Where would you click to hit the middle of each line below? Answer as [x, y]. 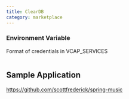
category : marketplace [34, 17]
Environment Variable [38, 38]
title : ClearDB [25, 12]
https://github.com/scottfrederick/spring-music [64, 89]
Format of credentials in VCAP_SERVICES [57, 51]
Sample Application [44, 75]
